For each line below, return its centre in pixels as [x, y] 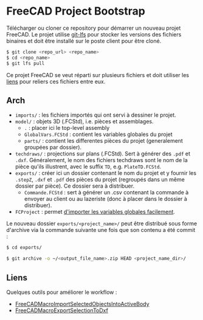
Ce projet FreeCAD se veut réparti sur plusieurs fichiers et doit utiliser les [98, 75]
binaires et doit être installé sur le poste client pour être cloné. [84, 41]
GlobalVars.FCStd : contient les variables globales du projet [98, 134]
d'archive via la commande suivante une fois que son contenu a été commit [101, 230]
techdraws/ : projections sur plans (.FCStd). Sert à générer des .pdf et [102, 154]
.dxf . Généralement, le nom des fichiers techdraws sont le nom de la [101, 160]
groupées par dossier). [53, 148]
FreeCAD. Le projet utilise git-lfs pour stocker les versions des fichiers [94, 34]
